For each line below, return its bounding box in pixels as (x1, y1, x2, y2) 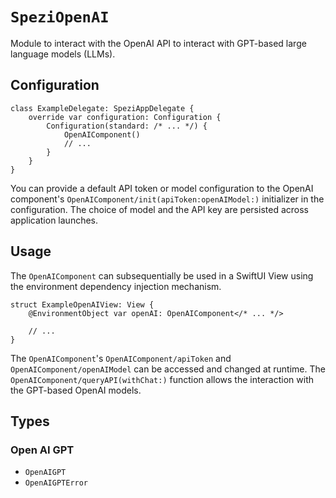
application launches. (10, 214, 99, 226)
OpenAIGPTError (24, 478, 89, 488)
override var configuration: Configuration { (28, 112, 222, 122)
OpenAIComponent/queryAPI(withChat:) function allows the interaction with (10, 373, 315, 385)
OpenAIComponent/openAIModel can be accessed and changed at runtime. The (10, 363, 326, 375)
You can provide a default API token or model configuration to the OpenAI (10, 182, 314, 194)
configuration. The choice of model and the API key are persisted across (10, 203, 309, 215)
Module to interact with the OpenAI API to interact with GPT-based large (10, 37, 307, 49)
